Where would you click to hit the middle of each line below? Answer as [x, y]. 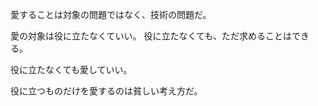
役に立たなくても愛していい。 [71, 69]
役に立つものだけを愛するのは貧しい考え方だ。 [106, 91]
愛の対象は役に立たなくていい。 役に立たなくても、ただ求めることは [151, 36]
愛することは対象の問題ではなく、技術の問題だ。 [111, 14]
